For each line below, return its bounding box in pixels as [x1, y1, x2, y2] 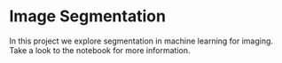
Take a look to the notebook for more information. [9, 44, 191, 55]
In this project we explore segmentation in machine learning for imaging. [9, 35, 273, 46]
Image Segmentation [9, 6, 167, 27]
